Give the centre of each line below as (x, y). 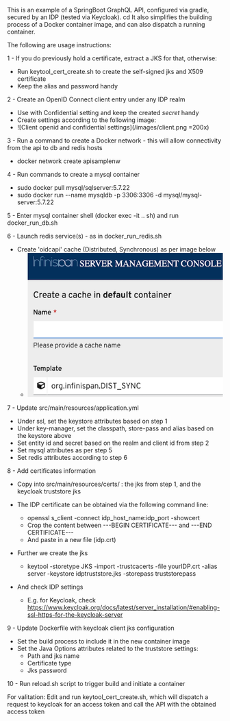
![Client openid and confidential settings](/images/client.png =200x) (113, 127)
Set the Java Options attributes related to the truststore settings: (107, 648)
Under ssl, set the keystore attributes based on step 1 (92, 421)
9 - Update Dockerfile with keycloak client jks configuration (91, 628)
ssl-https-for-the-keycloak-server (75, 614)
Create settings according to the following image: (86, 120)
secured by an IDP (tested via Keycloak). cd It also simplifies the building (110, 17)
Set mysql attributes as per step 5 (65, 450)
